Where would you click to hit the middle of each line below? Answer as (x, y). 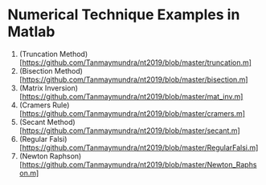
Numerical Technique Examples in (124, 15)
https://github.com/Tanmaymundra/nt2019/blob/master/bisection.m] (135, 79)
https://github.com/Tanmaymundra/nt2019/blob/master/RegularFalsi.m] (140, 147)
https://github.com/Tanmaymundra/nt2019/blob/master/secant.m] (131, 131)
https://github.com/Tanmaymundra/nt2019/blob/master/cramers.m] (134, 113)
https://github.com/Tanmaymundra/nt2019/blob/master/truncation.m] (137, 62)
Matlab (31, 32)
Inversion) (61, 88)
